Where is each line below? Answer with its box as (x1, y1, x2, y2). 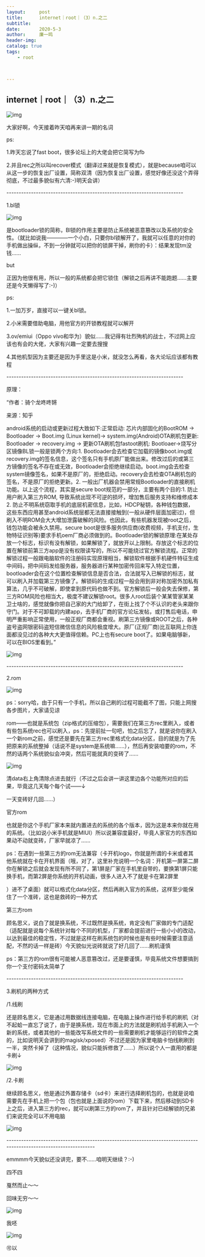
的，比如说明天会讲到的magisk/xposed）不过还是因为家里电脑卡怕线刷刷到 (6, 1036, 195, 1044)
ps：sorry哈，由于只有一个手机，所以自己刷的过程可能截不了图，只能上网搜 (6, 699, 197, 706)
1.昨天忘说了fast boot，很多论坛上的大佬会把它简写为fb (6, 148, 145, 156)
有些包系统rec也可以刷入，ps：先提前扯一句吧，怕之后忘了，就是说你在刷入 (6, 727, 197, 735)
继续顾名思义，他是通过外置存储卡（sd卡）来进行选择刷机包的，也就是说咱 (6, 1090, 194, 1097)
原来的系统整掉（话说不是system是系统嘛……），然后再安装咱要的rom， (11, 742, 191, 750)
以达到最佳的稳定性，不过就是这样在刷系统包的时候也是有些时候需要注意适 (6, 934, 193, 942)
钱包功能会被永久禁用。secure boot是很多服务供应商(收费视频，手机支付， (6, 524, 194, 532)
